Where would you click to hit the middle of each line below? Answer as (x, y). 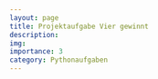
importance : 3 (37, 52)
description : (34, 35)
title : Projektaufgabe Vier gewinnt (79, 26)
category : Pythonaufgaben (58, 60)
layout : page (34, 18)
